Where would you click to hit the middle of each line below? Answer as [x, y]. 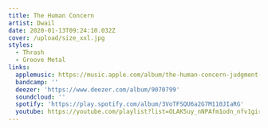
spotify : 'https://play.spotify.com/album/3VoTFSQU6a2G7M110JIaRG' [130, 104]
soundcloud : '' [41, 97]
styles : [21, 45]
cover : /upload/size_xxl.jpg [57, 38]
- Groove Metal [41, 60]
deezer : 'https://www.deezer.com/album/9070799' [98, 89]
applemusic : [35, 75]
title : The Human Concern [51, 16]
